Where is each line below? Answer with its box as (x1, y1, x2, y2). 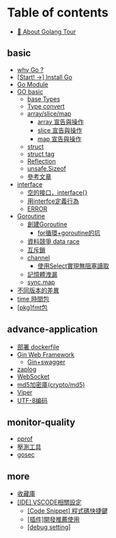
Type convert (27, 102, 65, 110)
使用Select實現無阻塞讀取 (37, 261, 109, 270)
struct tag (27, 150, 55, 158)
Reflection (27, 156, 56, 165)
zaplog (16, 365, 37, 373)
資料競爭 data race (27, 237, 80, 245)
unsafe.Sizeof (27, 164, 66, 172)
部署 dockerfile (16, 342, 59, 351)
